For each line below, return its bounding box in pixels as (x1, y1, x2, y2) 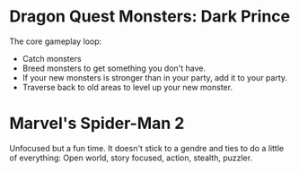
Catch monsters (22, 53, 83, 64)
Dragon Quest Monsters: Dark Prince (9, 6, 290, 27)
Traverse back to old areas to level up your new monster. (22, 82, 233, 92)
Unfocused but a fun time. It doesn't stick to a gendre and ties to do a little (9, 142, 285, 153)
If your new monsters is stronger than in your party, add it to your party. (22, 72, 288, 82)
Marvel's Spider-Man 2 (9, 114, 185, 133)
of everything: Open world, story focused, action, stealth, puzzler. (9, 152, 253, 163)
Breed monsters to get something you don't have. (22, 63, 207, 73)
